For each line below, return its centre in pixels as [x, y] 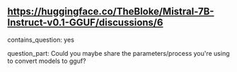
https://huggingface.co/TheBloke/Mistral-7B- [111, 12]
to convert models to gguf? [47, 61]
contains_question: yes [41, 40]
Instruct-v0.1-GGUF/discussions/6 [85, 23]
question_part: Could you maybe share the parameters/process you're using [118, 53]
